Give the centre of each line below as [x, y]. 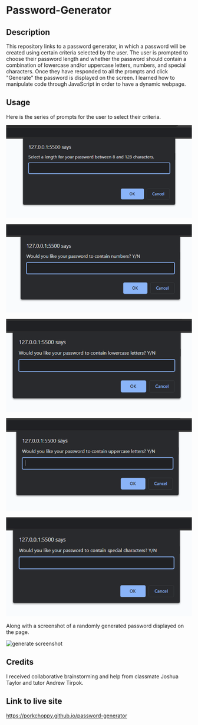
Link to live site [34, 701]
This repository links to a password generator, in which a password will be [96, 46]
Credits [20, 662]
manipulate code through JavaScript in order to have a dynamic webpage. [96, 84]
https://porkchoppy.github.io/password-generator [67, 716]
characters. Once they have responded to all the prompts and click [87, 71]
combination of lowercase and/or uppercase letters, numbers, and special [96, 65]
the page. [18, 632]
